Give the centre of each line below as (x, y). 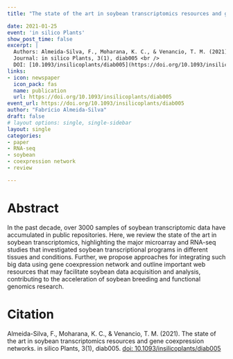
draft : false (26, 116)
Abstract (33, 208)
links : (17, 71)
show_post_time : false (40, 39)
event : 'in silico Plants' (46, 33)
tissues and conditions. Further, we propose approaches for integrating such (116, 256)
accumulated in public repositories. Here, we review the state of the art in (112, 235)
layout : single (29, 129)
